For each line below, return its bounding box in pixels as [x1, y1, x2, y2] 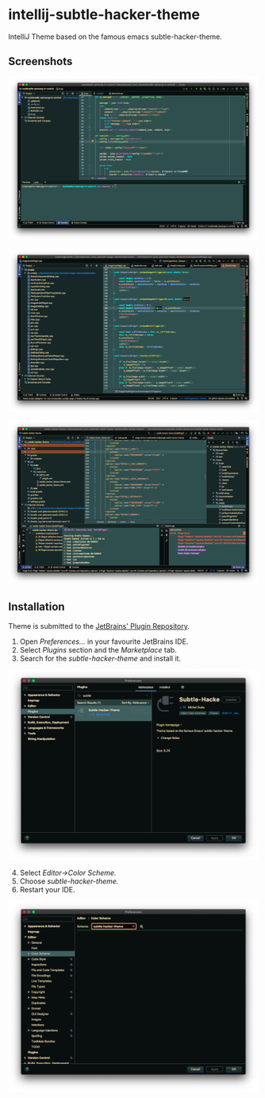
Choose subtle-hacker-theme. [19, 876, 119, 886]
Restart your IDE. [19, 884, 75, 894]
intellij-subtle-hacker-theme [8, 6, 201, 24]
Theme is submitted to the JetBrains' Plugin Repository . [8, 621, 190, 630]
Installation [8, 600, 65, 614]
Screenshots [8, 55, 73, 68]
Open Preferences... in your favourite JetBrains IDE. [19, 637, 189, 646]
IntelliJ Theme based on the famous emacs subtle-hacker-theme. [8, 32, 222, 41]
